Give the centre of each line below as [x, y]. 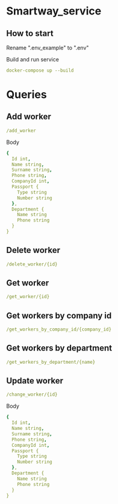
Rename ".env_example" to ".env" [48, 48]
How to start [30, 33]
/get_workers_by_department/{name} [51, 362]
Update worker [35, 381]
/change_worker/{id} [32, 395]
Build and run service [33, 59]
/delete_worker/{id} [32, 264]
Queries [26, 95]
